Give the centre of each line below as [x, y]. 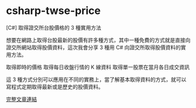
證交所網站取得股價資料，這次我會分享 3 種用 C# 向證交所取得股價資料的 [94, 47]
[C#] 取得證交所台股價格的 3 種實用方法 [54, 27]
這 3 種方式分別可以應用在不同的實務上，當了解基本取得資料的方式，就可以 [96, 79]
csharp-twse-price [54, 11]
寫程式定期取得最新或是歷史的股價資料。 [55, 86]
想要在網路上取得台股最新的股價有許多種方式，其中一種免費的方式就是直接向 [98, 40]
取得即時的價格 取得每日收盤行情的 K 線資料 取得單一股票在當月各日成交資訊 [98, 67]
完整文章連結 [21, 99]
